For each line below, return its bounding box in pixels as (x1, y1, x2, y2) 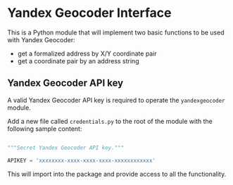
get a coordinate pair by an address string (17, 56, 139, 65)
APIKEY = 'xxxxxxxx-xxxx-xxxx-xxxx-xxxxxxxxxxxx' (7, 157, 156, 164)
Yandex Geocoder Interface (7, 5, 172, 21)
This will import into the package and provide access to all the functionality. (7, 170, 227, 178)
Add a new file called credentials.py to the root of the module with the (7, 117, 213, 125)
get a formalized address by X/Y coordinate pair (17, 49, 157, 58)
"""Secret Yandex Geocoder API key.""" (7, 144, 125, 151)
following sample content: (7, 125, 82, 133)
